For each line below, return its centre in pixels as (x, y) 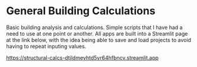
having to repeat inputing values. (46, 46)
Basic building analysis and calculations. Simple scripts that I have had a (94, 27)
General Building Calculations (81, 11)
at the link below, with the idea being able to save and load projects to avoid (99, 40)
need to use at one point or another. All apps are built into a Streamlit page (97, 33)
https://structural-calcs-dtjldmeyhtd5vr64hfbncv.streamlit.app (82, 58)
